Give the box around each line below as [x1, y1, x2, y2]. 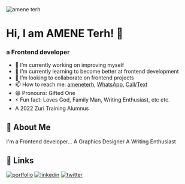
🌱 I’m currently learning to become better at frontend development [14, 68, 179, 75]
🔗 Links [6, 155, 34, 165]
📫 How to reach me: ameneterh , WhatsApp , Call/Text [14, 81, 148, 88]
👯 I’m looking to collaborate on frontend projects [14, 74, 135, 81]
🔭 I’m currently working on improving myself [14, 62, 125, 69]
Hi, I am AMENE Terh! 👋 [6, 27, 124, 41]
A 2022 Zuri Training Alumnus [14, 105, 89, 112]
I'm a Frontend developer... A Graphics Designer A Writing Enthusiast [6, 138, 176, 145]
